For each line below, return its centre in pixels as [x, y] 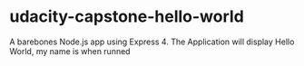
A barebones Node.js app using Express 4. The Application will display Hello [152, 42]
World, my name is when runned [70, 51]
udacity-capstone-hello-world [127, 17]
